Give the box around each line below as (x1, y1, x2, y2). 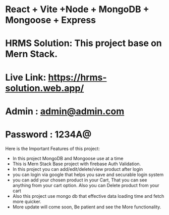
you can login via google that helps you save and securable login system (12, 171, 164, 177)
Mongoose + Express (5, 14, 96, 26)
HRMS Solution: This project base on (5, 38, 162, 49)
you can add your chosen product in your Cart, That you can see (12, 176, 147, 183)
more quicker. (12, 198, 41, 204)
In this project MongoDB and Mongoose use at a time (12, 155, 124, 161)
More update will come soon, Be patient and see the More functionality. (12, 204, 161, 210)
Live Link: (5, 71, 46, 83)
